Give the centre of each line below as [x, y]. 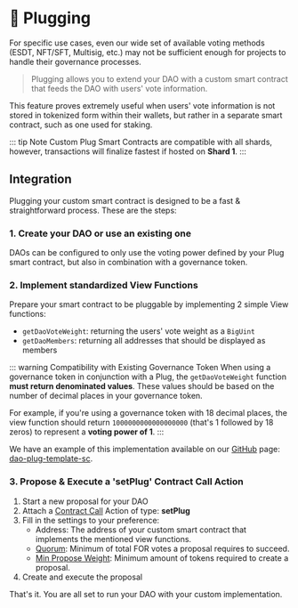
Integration [41, 179]
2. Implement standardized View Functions [104, 285]
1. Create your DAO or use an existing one [100, 233]
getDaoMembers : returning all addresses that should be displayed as [144, 341]
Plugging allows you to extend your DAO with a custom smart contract [160, 78]
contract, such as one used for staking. [81, 125]
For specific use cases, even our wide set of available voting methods [137, 43]
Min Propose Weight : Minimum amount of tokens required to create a [162, 558]
